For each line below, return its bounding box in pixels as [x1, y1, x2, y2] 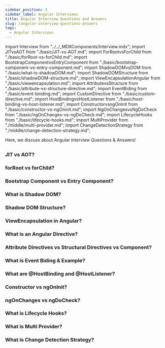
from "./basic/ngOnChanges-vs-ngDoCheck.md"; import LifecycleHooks [5, 112, 153, 117]
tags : [5, 26, 16, 31]
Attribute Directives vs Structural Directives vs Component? [5, 244, 152, 250]
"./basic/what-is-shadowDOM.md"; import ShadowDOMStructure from [5, 70, 149, 75]
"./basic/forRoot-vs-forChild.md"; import [5, 54, 88, 60]
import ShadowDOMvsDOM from [84, 65, 152, 70]
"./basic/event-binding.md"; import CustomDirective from [5, 91, 122, 97]
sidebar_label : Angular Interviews [5, 12, 78, 17]
